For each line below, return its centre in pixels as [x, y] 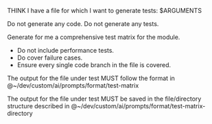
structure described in [38, 106]
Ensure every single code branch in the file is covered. [94, 65]
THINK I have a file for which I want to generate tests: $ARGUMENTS [105, 11]
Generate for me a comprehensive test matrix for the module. [94, 37]
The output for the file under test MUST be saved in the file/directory [104, 99]
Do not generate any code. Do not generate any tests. [83, 24]
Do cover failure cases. [50, 58]
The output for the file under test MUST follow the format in [91, 78]
